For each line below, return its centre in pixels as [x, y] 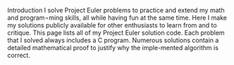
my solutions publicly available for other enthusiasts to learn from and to [112, 25]
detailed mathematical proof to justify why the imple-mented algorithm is [113, 48]
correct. [19, 55]
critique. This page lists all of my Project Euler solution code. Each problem [116, 32]
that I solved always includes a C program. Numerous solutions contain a [113, 40]
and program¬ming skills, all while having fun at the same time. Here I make [117, 18]
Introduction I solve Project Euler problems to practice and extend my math [116, 10]
